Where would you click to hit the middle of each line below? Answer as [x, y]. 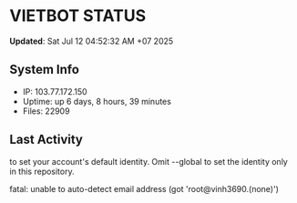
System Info [45, 70]
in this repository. [42, 171]
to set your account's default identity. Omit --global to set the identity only [149, 161]
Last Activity [46, 140]
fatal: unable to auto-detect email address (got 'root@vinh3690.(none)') [144, 188]
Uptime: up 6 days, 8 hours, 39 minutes [97, 101]
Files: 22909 [46, 111]
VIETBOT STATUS [78, 16]
